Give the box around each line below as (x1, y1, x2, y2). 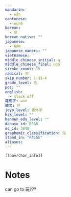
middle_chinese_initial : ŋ (5, 57, 60, 62)
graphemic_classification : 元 (5, 131, 66, 136)
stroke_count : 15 (5, 67, 41, 72)
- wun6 (9, 21, 23, 26)
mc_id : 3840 (5, 126, 29, 131)
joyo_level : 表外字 (5, 108, 43, 113)
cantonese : (5, 16, 27, 21)
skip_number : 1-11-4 (5, 76, 47, 81)
